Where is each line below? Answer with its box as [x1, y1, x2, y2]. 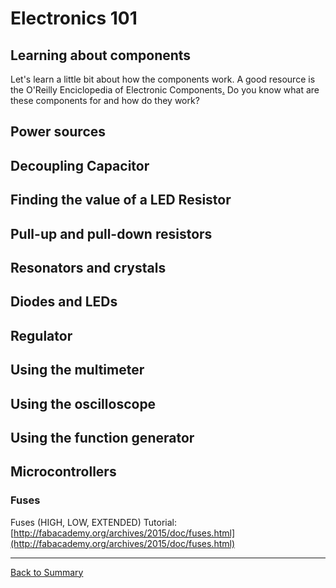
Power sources [10, 123, 107, 141]
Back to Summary [10, 566, 84, 578]
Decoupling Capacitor [10, 157, 150, 174]
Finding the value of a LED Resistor [10, 192, 232, 209]
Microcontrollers [10, 463, 117, 481]
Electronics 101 [10, 7, 138, 30]
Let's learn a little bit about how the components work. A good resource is [10, 73, 316, 85]
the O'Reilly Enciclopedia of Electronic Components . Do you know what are [10, 84, 320, 96]
